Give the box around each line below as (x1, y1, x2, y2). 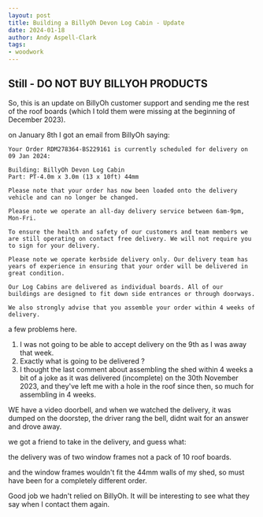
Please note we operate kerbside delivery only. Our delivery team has (8, 255, 248, 264)
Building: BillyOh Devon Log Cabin (8, 166, 125, 174)
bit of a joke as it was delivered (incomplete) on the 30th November (19, 373, 239, 382)
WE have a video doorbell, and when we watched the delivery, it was (8, 404, 232, 414)
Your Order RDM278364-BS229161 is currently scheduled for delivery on (8, 145, 248, 153)
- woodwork (8, 48, 44, 56)
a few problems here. (8, 324, 77, 334)
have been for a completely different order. (8, 475, 147, 485)
